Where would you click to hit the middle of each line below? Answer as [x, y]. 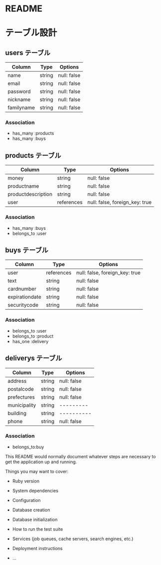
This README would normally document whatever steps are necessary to [80, 456]
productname [23, 186]
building [17, 413]
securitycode [23, 305]
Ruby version [26, 481]
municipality [22, 405]
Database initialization [35, 519]
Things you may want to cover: [37, 471]
